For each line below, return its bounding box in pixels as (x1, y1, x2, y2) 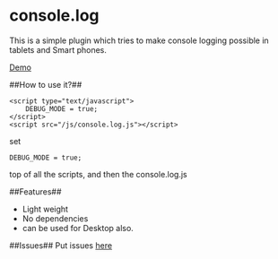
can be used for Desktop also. (22, 222, 135, 233)
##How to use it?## (9, 79, 83, 90)
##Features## (9, 186, 62, 197)
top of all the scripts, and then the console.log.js (9, 168, 188, 179)
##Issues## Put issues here (9, 239, 113, 251)
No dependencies (22, 212, 89, 224)
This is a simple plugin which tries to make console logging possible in (9, 35, 269, 46)
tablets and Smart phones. (9, 44, 108, 55)
